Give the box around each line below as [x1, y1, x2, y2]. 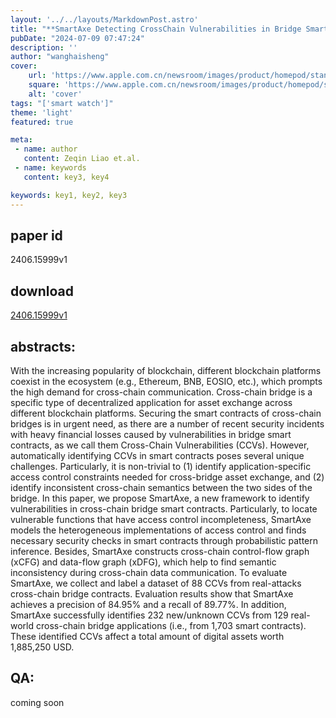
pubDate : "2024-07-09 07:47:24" [10, 33, 145, 43]
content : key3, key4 [23, 172, 110, 182]
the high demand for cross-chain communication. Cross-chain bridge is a [10, 386, 313, 398]
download [10, 282, 74, 300]
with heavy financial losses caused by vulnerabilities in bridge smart [10, 428, 292, 440]
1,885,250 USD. [10, 641, 75, 653]
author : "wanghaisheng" [10, 52, 110, 62]
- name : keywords [14, 163, 87, 173]
